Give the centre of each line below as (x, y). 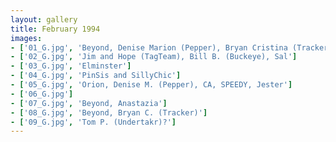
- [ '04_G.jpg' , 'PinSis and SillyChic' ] (96, 76)
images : (26, 38)
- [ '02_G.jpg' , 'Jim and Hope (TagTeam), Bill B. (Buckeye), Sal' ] (154, 57)
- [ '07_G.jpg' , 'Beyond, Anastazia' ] (89, 103)
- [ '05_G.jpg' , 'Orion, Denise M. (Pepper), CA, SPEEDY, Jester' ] (151, 85)
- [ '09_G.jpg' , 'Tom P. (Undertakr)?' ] (93, 122)
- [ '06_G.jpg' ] (42, 94)
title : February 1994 (55, 29)
